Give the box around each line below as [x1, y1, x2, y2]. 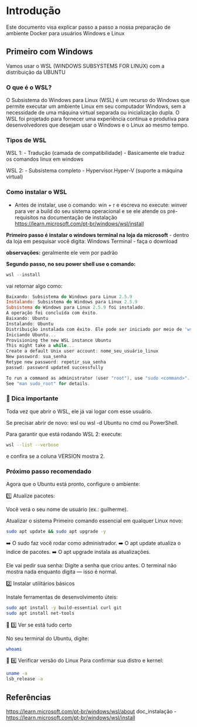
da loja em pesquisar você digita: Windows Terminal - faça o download [6, 238, 178, 245]
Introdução [6, 4, 61, 18]
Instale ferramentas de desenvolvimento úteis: [6, 593, 118, 600]
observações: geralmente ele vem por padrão [6, 249, 118, 256]
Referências [6, 692, 52, 702]
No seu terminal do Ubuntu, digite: [6, 635, 89, 642]
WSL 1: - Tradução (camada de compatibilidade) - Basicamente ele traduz [6, 150, 185, 157]
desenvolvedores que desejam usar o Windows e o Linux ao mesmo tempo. [6, 121, 189, 129]
